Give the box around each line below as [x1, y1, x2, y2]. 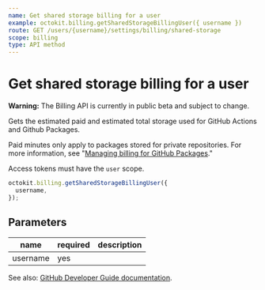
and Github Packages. [8, 125, 81, 134]
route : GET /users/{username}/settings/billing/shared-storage [8, 26, 221, 34]
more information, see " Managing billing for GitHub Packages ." [8, 149, 214, 158]
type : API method [8, 41, 66, 49]
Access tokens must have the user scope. [8, 164, 145, 174]
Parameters [8, 216, 67, 229]
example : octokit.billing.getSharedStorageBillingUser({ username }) [8, 19, 243, 27]
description [97, 239, 142, 250]
